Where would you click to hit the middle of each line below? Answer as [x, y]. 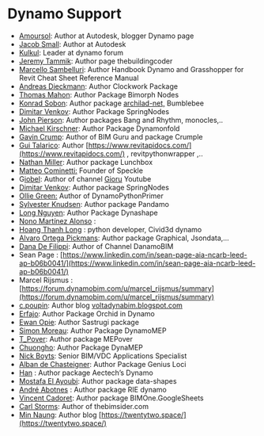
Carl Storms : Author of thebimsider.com [84, 406]
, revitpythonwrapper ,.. [165, 153]
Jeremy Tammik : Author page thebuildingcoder [96, 61]
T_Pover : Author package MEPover [76, 338]
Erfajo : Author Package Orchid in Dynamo [87, 313]
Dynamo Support [64, 14]
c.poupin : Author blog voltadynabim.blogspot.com [101, 305]
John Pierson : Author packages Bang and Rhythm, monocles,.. [121, 120]
